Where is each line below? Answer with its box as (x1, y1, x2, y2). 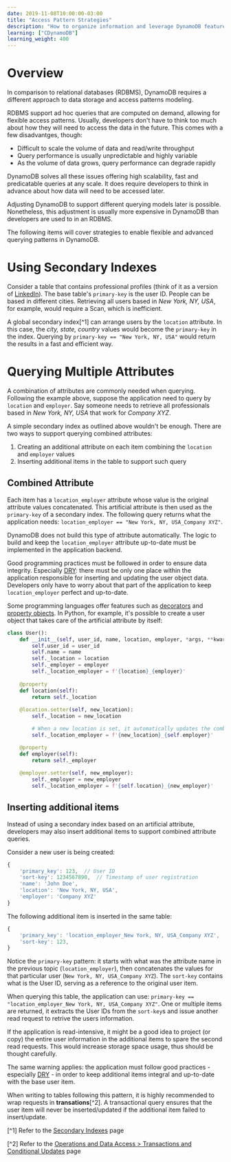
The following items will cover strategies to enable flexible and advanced (7, 228, 214, 236)
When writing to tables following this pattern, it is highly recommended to (7, 1091, 215, 1099)
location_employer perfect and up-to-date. (7, 588, 129, 596)
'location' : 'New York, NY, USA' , (19, 887, 118, 894)
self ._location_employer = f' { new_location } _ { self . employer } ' (32, 731, 214, 738)
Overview (7, 65, 64, 81)
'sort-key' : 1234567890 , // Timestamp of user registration (19, 874, 198, 881)
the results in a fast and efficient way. (7, 340, 113, 348)
